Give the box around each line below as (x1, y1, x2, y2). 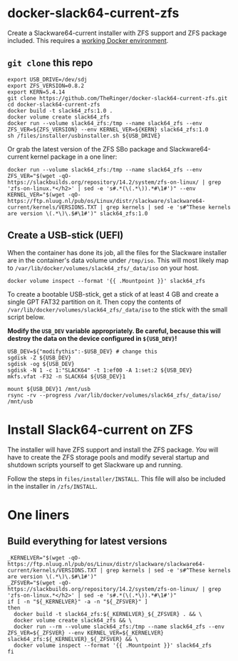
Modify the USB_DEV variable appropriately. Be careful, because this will (7, 327, 221, 335)
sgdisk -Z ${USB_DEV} (7, 354, 72, 362)
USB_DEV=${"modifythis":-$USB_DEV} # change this (7, 348, 158, 355)
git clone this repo (7, 57, 93, 69)
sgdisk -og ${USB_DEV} (7, 360, 75, 367)
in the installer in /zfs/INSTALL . (7, 482, 98, 490)
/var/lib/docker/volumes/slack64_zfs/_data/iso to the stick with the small (7, 305, 228, 314)
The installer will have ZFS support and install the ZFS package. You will (7, 445, 219, 454)
